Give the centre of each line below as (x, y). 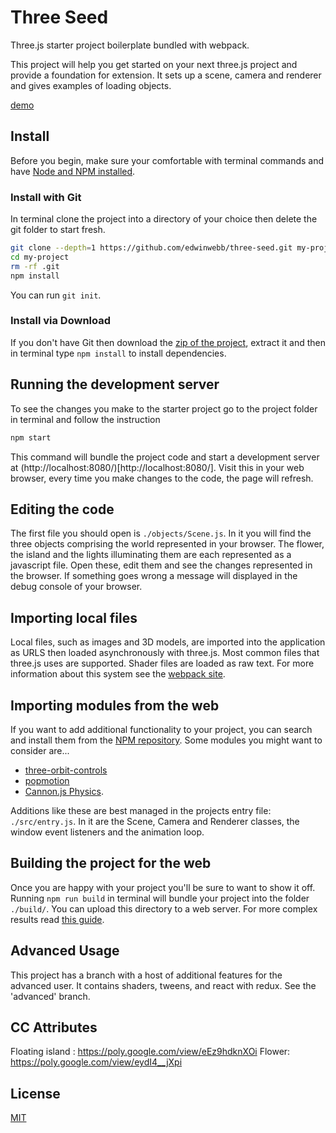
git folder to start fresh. (58, 230)
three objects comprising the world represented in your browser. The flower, (167, 544)
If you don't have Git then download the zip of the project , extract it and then (168, 342)
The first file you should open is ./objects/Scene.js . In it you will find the (161, 533)
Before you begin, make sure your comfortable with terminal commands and (167, 160)
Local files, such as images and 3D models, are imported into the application (168, 642)
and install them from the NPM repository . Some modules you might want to (166, 740)
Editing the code (62, 509)
